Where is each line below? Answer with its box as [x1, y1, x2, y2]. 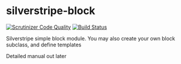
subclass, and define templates [6, 41, 82, 48]
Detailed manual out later [6, 52, 67, 59]
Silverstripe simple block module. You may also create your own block [6, 35, 176, 42]
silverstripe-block [6, 4, 95, 18]
